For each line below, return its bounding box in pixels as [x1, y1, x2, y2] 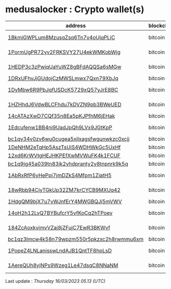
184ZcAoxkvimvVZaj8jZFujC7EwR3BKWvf [8, 224, 110, 231]
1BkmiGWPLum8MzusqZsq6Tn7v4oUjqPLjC [8, 34, 116, 41]
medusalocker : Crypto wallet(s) [5, 4, 145, 15]
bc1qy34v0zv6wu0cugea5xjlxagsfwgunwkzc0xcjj [8, 135, 130, 142]
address [65, 22, 86, 29]
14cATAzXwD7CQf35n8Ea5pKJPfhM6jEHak [8, 112, 116, 119]
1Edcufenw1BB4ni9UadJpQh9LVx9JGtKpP [8, 124, 112, 131]
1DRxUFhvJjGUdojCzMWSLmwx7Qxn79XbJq [8, 75, 119, 82]
